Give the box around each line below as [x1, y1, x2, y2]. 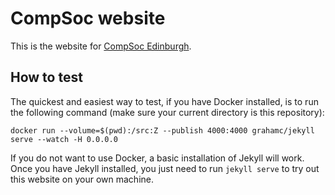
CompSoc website [10, 7, 166, 30]
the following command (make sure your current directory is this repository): [10, 106, 325, 118]
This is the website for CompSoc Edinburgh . [10, 40, 192, 52]
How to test [10, 69, 83, 86]
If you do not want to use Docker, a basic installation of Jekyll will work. [10, 152, 305, 164]
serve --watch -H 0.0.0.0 [10, 134, 118, 144]
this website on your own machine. [10, 173, 154, 185]
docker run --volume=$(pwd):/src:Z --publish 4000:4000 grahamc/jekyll [10, 125, 315, 136]
